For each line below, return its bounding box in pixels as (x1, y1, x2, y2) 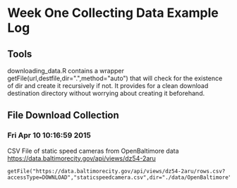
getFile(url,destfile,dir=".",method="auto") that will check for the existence (7, 74, 223, 82)
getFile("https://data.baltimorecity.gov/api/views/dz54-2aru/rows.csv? (7, 168, 226, 175)
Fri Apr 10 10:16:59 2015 (7, 130, 92, 140)
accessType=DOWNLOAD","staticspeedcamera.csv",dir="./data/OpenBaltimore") (7, 174, 235, 181)
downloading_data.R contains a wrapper (7, 67, 125, 75)
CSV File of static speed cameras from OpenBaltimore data (7, 146, 179, 155)
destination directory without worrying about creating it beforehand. (7, 89, 205, 97)
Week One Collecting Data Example (7, 5, 219, 21)
